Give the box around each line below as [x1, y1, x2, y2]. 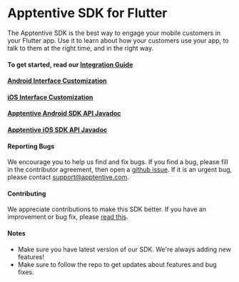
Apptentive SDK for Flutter [7, 5, 168, 21]
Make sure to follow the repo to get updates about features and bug [17, 260, 218, 268]
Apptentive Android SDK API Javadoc [7, 109, 121, 118]
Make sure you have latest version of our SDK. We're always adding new [17, 245, 232, 253]
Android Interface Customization [7, 76, 107, 85]
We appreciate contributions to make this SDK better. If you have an [7, 205, 207, 213]
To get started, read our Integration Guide [7, 60, 133, 69]
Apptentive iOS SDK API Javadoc [7, 125, 108, 134]
